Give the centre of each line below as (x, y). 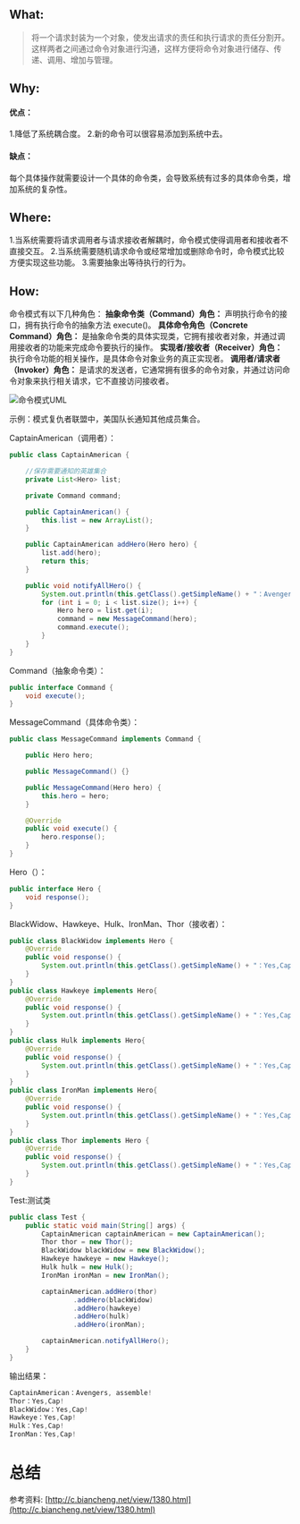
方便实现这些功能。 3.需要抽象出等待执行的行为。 (100, 262)
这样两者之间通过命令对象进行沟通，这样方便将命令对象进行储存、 (152, 48)
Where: (30, 217)
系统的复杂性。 (44, 189)
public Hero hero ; (59, 755)
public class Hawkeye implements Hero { (83, 991)
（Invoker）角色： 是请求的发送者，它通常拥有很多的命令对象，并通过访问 (146, 370)
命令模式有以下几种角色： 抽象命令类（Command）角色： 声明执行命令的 (145, 314)
